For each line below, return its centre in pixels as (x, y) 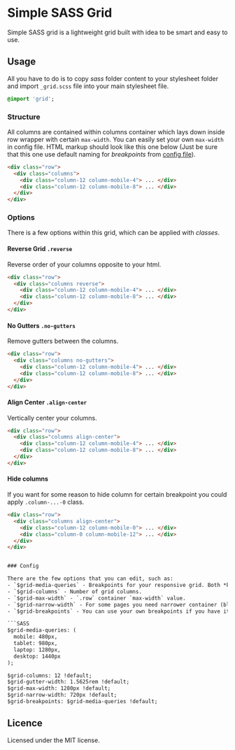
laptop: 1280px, (37, 650)
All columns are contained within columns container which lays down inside (116, 132)
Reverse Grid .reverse (40, 249)
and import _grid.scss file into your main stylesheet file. (88, 86)
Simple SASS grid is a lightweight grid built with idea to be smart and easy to (117, 32)
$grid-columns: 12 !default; (50, 675)
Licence (25, 723)
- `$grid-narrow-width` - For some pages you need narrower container (112, 604)
